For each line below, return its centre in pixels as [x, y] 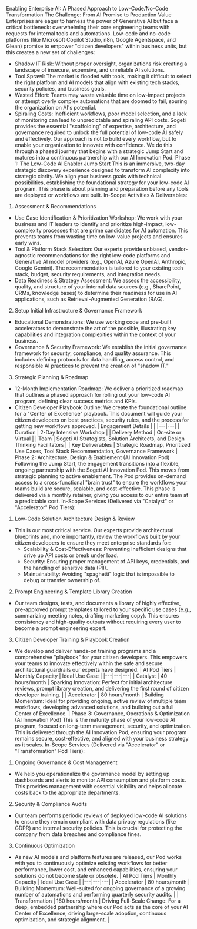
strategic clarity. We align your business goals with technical [88, 176]
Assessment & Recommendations [55, 206]
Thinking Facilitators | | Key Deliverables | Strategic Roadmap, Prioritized [103, 445]
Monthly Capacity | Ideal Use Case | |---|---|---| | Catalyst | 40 [91, 676]
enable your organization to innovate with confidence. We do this [94, 145]
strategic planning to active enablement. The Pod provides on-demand [100, 476]
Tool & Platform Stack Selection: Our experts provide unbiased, [91, 249]
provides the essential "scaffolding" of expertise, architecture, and [95, 126]
